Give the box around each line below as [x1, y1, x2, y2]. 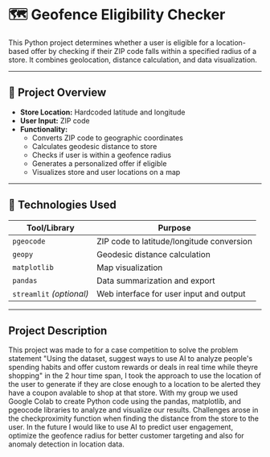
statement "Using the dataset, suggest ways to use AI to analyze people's [8, 354, 253, 364]
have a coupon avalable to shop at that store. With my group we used [8, 388, 239, 398]
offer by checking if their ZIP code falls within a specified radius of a [31, 46, 257, 56]
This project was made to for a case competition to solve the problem [8, 345, 239, 355]
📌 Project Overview [8, 85, 107, 100]
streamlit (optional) [12, 288, 89, 299]
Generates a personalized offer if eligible [31, 158, 167, 168]
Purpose [157, 222, 191, 233]
